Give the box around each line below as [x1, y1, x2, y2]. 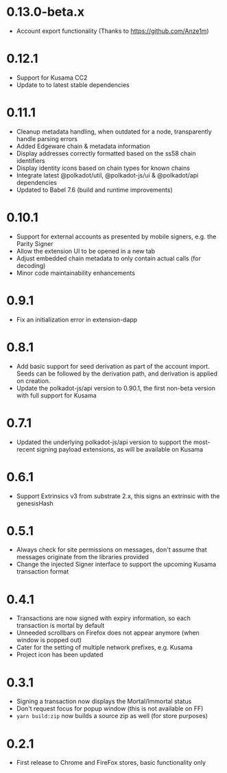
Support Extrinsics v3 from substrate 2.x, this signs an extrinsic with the [16, 491, 220, 500]
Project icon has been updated [16, 650, 104, 659]
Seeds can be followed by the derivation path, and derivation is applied [16, 369, 217, 378]
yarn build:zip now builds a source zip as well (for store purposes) [16, 712, 208, 720]
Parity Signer [16, 239, 53, 247]
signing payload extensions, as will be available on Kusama [36, 445, 204, 453]
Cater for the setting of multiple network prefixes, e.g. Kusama [16, 643, 193, 652]
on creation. [16, 376, 51, 384]
